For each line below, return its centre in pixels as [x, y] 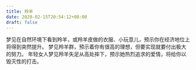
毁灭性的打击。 [24, 61]
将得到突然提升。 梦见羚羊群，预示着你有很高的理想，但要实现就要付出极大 [96, 47]
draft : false [22, 22]
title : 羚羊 [20, 11]
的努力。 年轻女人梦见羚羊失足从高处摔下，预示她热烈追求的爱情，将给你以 [96, 54]
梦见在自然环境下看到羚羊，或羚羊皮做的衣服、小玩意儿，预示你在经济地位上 [98, 40]
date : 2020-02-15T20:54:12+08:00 [47, 17]
